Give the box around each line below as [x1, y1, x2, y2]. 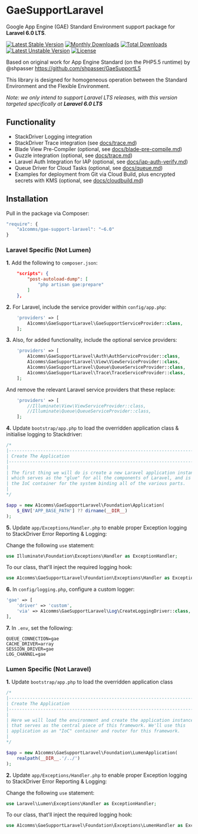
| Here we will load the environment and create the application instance [6, 717, 194, 723]
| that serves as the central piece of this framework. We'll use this [6, 722, 186, 729]
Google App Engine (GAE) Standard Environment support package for [6, 23, 176, 30]
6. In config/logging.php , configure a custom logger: [6, 586, 135, 593]
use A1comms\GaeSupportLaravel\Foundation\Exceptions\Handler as [6, 575, 170, 581]
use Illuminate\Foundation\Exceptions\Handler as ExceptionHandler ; [6, 553, 178, 559]
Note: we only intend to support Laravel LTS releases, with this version [6, 94, 178, 101]
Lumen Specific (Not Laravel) [6, 665, 91, 673]
